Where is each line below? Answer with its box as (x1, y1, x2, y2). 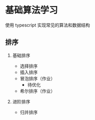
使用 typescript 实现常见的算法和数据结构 (5, 22, 90, 28)
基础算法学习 (5, 4, 58, 16)
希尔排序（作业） (19, 88, 55, 94)
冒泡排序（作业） (19, 75, 55, 81)
